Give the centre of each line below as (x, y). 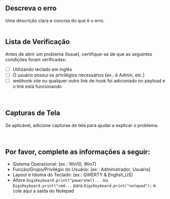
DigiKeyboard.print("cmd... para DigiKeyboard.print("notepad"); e (84, 186)
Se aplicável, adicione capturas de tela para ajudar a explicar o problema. (82, 125)
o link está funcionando (37, 86)
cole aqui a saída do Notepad (43, 191)
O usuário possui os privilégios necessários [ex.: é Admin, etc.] (78, 75)
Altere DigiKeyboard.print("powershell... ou (60, 180)
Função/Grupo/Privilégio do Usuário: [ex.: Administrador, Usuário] (81, 170)
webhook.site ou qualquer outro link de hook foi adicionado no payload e (89, 81)
